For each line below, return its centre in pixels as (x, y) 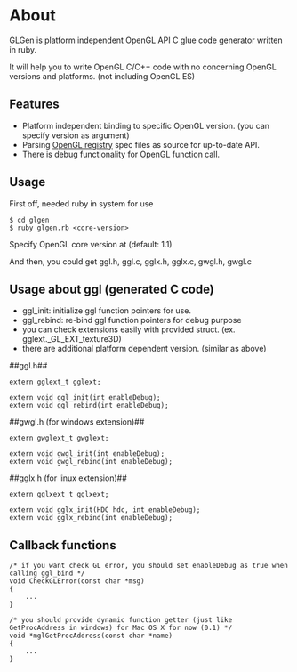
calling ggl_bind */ (48, 574)
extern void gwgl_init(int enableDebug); (87, 454)
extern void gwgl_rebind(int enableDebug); (91, 462)
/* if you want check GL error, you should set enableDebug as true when (149, 566)
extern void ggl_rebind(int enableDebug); (89, 406)
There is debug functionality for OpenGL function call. (121, 154)
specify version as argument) (76, 135)
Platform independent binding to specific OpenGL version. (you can (145, 125)
